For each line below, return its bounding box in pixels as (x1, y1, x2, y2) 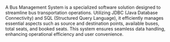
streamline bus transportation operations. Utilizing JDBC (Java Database (5, 10, 158, 16)
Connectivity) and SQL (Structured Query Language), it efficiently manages (5, 15, 164, 21)
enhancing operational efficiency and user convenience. (5, 31, 124, 37)
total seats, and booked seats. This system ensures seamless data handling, (5, 26, 166, 32)
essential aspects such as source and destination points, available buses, (5, 20, 160, 26)
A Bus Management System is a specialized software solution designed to (5, 5, 161, 10)
